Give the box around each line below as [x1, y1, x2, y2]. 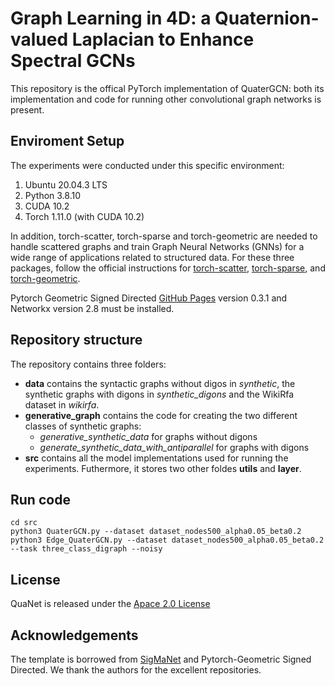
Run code [10, 491, 71, 508]
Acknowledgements [10, 627, 139, 644]
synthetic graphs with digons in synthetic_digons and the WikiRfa [24, 388, 295, 400]
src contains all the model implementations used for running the [24, 452, 289, 464]
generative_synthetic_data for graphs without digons [39, 430, 258, 442]
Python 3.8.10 [24, 189, 82, 201]
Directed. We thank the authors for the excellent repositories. [10, 664, 262, 676]
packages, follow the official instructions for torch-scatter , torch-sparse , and [10, 262, 326, 274]
